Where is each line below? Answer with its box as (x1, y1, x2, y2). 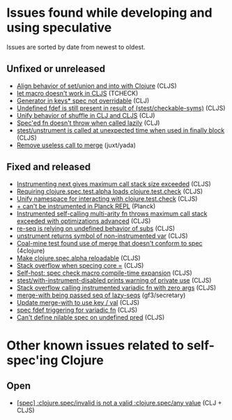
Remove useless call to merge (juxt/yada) (16, 141, 137, 149)
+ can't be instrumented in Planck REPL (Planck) (16, 202, 156, 210)
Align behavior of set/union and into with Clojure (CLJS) (16, 82, 177, 90)
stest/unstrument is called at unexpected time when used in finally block (16, 126, 225, 134)
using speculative (6, 20, 112, 36)
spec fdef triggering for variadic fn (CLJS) (16, 306, 138, 314)
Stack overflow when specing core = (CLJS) (16, 261, 144, 269)
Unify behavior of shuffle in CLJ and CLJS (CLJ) (16, 111, 155, 119)
